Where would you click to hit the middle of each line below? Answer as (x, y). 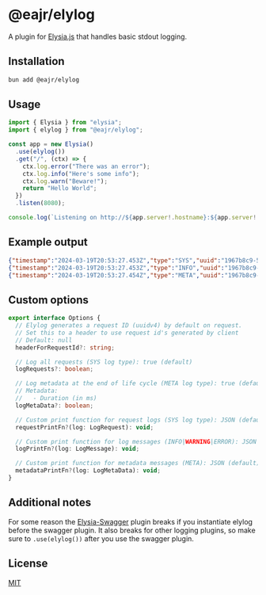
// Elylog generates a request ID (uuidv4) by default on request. (129, 326)
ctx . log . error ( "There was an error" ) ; (86, 166)
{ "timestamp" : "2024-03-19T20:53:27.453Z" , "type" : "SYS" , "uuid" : (115, 260)
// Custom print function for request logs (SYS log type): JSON (125, 420)
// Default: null (44, 340)
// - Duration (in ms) (56, 399)
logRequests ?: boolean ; (54, 369)
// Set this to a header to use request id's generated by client (127, 333)
